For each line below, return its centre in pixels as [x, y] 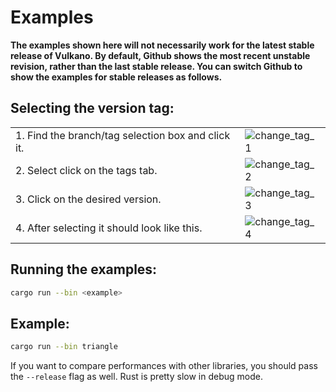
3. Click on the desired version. [88, 199]
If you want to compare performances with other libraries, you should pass [164, 366]
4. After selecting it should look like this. [109, 228]
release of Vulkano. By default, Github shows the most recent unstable [160, 55]
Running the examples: [84, 269]
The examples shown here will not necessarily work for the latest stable [162, 45]
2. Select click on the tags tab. [86, 170]
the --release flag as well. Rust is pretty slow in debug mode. [136, 377]
